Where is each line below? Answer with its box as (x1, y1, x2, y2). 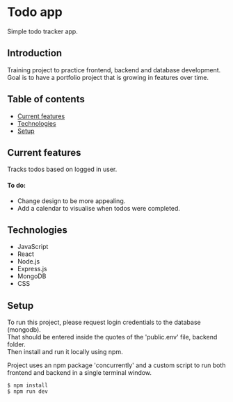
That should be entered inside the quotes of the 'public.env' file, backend (7, 333, 218, 341)
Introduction (7, 47, 63, 59)
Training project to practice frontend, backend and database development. (7, 65, 221, 74)
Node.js (17, 257, 40, 266)
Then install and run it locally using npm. (7, 348, 123, 356)
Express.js (17, 265, 47, 273)
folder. (7, 340, 26, 348)
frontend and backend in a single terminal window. (7, 369, 152, 377)
